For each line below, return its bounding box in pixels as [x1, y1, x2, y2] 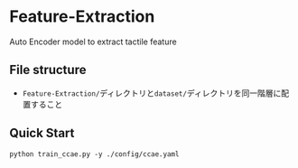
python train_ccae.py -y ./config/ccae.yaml [9, 149, 180, 159]
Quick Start [9, 126, 75, 141]
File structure [9, 62, 87, 78]
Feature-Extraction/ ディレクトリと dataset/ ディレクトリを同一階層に [22, 88, 282, 98]
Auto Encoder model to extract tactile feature [9, 36, 178, 47]
